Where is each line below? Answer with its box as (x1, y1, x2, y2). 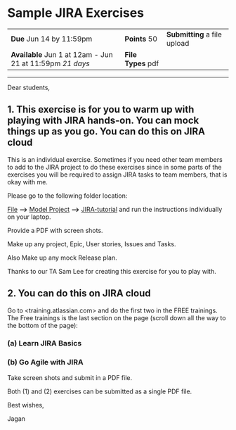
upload (166, 38, 190, 48)
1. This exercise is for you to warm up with (7, 103, 195, 115)
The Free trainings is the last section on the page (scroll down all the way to (7, 313, 226, 322)
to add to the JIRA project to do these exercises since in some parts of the (7, 163, 222, 171)
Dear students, (7, 83, 51, 91)
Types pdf (124, 58, 159, 68)
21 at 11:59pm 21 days (11, 58, 90, 68)
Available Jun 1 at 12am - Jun (11, 49, 114, 59)
